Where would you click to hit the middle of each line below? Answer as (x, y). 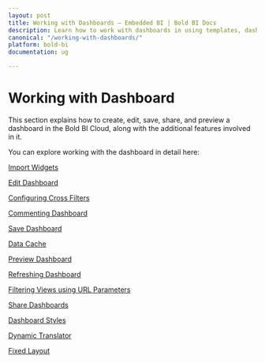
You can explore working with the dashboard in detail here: (104, 152)
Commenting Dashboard (48, 213)
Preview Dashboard (40, 259)
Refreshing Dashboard (45, 274)
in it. (15, 137)
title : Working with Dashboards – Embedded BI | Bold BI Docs (112, 23)
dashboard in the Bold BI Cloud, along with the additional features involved (129, 128)
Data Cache (27, 243)
